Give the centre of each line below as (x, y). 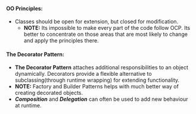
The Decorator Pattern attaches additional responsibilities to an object (102, 67)
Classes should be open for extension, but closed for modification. (97, 21)
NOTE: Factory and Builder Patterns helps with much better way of (97, 87)
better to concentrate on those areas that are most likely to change (105, 34)
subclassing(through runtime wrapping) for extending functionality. (97, 80)
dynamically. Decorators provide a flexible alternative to (83, 74)
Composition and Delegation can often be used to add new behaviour (101, 99)
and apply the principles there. (61, 41)
